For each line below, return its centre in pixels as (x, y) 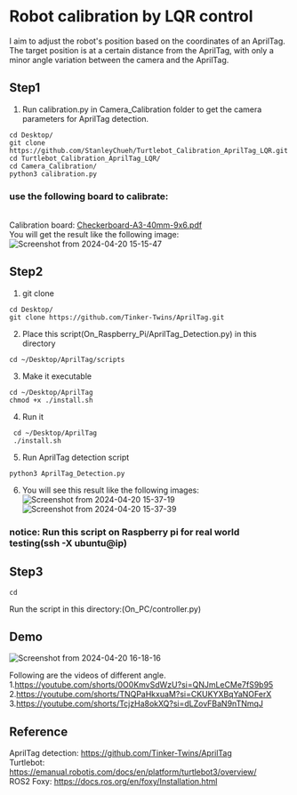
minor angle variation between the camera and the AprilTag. (119, 60)
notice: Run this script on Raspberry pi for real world (124, 532)
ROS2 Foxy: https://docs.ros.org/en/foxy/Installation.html (113, 782)
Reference (39, 731)
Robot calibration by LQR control (131, 16)
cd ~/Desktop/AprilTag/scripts (67, 359)
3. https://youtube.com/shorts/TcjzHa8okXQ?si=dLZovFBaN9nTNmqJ (136, 703)
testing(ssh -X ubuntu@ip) (68, 542)
